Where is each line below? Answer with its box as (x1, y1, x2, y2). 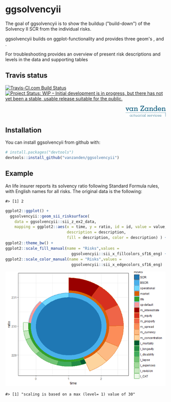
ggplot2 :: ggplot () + (5, 208, 49, 213)
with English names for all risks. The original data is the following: (5, 188, 142, 194)
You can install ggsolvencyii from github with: (5, 139, 101, 146)
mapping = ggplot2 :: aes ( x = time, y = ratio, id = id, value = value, (14, 224, 167, 230)
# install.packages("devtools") (5, 150, 74, 155)
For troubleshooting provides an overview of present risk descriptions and (5, 51, 161, 57)
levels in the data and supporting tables (5, 56, 88, 62)
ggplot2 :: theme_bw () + (5, 240, 53, 246)
